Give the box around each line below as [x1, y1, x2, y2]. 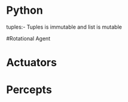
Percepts [6, 83, 52, 97]
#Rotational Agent [6, 35, 51, 42]
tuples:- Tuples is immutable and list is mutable [6, 23, 123, 30]
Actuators [6, 56, 57, 69]
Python [6, 4, 43, 17]
